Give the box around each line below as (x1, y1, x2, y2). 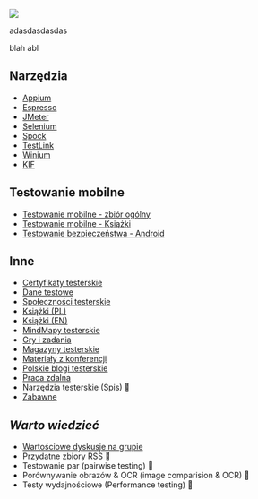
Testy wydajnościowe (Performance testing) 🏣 (21, 479, 193, 490)
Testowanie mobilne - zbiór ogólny (21, 209, 150, 219)
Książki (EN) (21, 315, 68, 326)
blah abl (9, 43, 39, 53)
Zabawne (21, 391, 57, 402)
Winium (21, 149, 51, 160)
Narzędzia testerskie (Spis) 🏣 (21, 382, 130, 393)
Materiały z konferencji (21, 354, 107, 365)
